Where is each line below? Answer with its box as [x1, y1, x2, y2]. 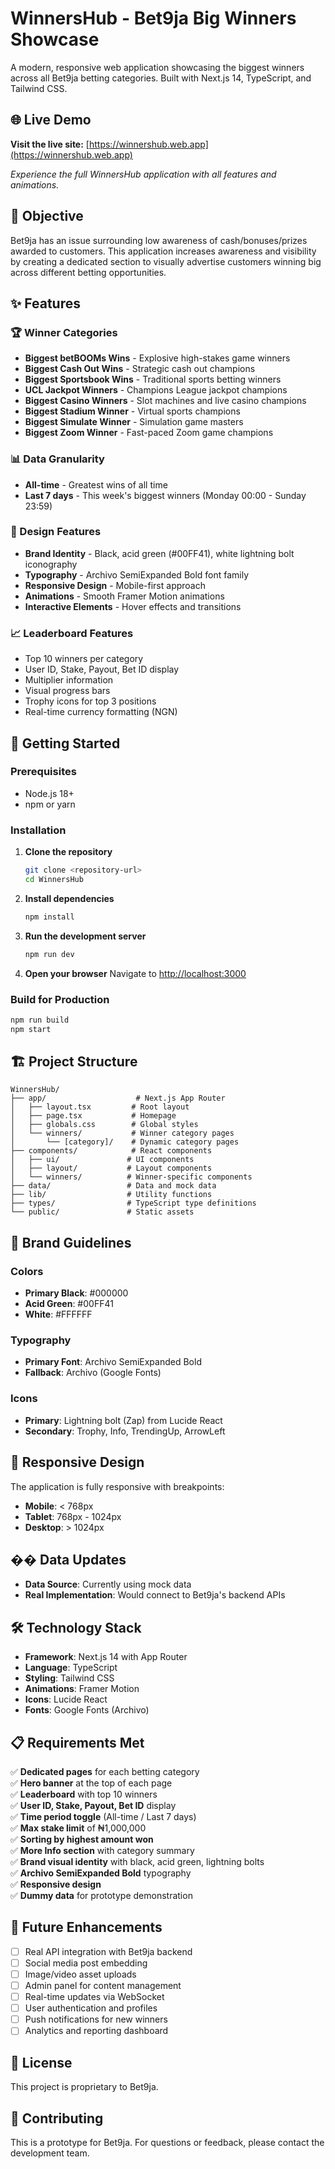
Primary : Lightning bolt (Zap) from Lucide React [24, 1414, 223, 1426]
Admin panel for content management [24, 1980, 182, 1992]
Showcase [10, 28, 100, 51]
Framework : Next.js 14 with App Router [24, 1651, 188, 1663]
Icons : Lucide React [24, 1693, 108, 1706]
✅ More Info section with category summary [10, 1845, 195, 1857]
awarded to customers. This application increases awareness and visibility [10, 245, 317, 257]
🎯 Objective [10, 208, 84, 225]
